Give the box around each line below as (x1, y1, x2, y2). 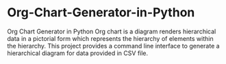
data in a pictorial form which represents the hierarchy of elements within (7, 34, 214, 42)
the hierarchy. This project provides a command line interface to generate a (7, 42, 221, 50)
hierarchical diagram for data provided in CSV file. (7, 49, 149, 57)
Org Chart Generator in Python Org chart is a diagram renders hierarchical (7, 27, 216, 35)
